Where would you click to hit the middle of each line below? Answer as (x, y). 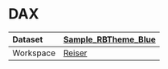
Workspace (34, 53)
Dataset (28, 39)
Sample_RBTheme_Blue (109, 39)
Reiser (75, 53)
